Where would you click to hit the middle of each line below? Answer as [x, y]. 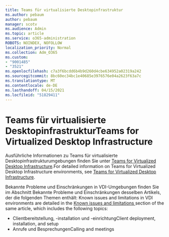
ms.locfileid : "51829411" [32, 95]
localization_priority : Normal [38, 48]
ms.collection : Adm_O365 [31, 52]
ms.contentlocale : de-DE [31, 85]
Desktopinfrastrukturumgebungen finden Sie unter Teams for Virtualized [81, 161]
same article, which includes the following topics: [57, 209]
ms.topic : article [25, 33]
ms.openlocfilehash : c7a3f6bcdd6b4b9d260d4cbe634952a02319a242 [73, 72]
